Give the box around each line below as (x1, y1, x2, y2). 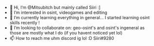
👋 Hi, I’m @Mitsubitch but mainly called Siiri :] (9, 5, 101, 10)
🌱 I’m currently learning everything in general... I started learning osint (9, 15, 150, 20)
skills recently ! (9, 20, 40, 25)
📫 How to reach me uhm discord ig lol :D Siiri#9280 (9, 35, 114, 41)
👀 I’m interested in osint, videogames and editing (9, 10, 107, 15)
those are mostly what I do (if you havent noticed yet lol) (9, 30, 123, 35)
